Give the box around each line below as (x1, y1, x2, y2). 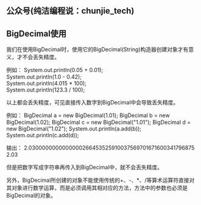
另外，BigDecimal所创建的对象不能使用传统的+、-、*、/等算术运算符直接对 (6, 176, 195, 184)
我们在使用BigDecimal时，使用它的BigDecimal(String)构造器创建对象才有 (6, 46, 189, 53)
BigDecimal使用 (6, 28, 67, 38)
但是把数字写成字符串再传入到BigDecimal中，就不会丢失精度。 (6, 164, 163, 171)
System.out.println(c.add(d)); (6, 132, 79, 139)
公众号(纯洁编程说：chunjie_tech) (6, 5, 135, 16)
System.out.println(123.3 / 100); (6, 86, 85, 93)
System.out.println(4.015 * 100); (6, 80, 87, 87)
